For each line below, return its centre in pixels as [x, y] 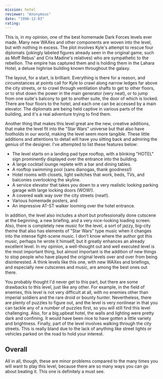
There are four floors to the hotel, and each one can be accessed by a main [81, 104]
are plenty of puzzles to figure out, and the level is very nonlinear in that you [81, 303]
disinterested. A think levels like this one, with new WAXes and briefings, [78, 262]
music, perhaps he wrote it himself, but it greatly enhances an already [75, 241]
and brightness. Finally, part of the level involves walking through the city [78, 324]
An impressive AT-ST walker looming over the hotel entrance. [73, 206]
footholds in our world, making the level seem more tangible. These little [77, 134]
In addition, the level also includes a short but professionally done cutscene [81, 215]
